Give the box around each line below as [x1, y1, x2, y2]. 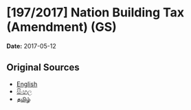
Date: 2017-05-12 [6, 42, 56, 50]
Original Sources [6, 61, 80, 73]
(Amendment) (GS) [6, 19, 117, 35]
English [16, 80, 38, 88]
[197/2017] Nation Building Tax [6, 5, 185, 20]
